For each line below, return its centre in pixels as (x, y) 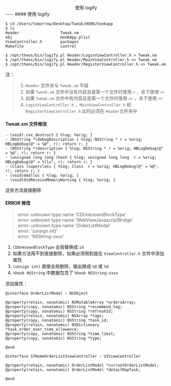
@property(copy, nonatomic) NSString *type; (54, 338)
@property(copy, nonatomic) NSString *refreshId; (59, 311)
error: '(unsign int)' (38, 231)
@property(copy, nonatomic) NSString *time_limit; (60, 334)
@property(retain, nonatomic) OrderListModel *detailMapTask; (73, 370)
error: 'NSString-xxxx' (41, 236)
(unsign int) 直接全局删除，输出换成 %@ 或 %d (61, 266)
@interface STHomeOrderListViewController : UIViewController (73, 356)
